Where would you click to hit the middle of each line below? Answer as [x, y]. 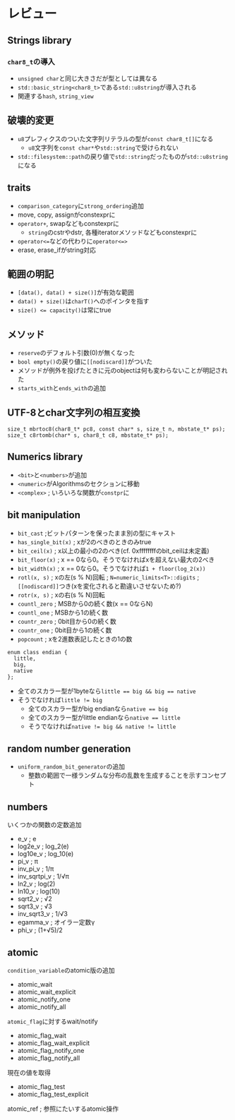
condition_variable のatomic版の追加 [61, 970]
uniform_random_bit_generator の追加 [71, 766]
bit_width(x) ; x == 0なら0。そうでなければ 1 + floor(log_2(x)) [112, 568]
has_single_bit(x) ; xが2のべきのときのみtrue [84, 542]
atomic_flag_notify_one [51, 1050]
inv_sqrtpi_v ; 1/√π [43, 877]
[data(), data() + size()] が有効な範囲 [76, 292]
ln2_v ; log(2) [36, 884]
